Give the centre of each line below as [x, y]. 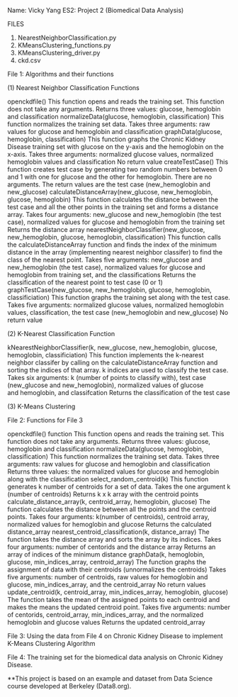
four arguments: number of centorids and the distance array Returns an [112, 547]
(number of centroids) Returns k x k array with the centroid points [103, 494]
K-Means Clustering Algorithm [51, 643]
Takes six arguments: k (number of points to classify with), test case [107, 378]
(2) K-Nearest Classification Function [61, 334]
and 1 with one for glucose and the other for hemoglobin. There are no [110, 177]
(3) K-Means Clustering [41, 406]
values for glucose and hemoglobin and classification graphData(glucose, [115, 132]
